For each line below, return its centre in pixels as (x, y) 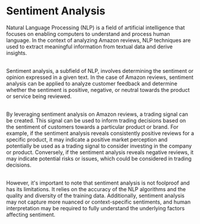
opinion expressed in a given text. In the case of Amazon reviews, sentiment (100, 77)
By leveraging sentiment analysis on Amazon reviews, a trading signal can (97, 114)
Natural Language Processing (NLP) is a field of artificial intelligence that (96, 27)
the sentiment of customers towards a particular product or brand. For (93, 127)
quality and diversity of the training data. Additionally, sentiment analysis (96, 195)
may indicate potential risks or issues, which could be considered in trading (99, 158)
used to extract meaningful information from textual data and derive (90, 47)
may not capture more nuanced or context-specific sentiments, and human (99, 202)
